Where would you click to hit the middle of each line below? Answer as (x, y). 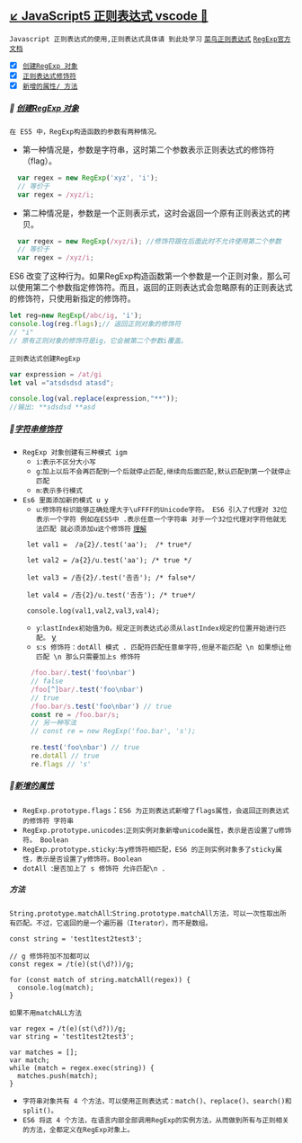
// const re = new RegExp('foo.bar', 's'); (113, 731)
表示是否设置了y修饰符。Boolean (89, 859)
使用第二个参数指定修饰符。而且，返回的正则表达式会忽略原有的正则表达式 (155, 288)
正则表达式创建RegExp (45, 359)
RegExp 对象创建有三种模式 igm (75, 453)
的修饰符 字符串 (48, 820)
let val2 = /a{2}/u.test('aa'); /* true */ (109, 561)
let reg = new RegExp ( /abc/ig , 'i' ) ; (76, 316)
